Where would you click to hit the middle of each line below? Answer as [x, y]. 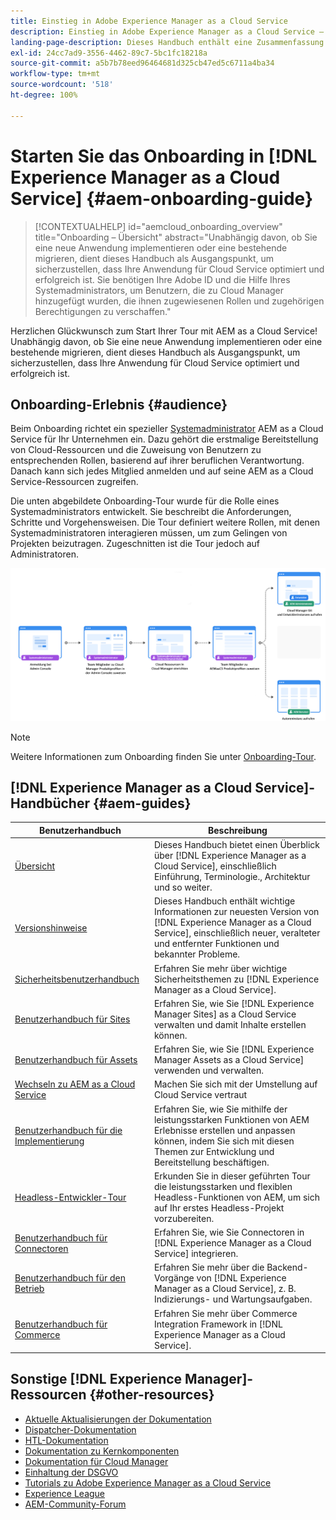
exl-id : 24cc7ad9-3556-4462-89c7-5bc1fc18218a [109, 53]
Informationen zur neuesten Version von [236, 912]
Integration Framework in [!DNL [218, 1324]
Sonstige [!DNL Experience [96, 1379]
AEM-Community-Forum [75, 1504]
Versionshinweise [51, 927]
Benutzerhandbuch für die [68, 1130]
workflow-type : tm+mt [55, 74]
